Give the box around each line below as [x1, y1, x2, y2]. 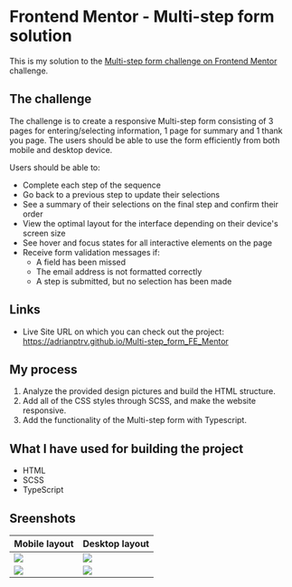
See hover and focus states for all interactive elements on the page [22, 237, 273, 248]
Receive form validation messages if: [22, 246, 161, 257]
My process [9, 361, 78, 377]
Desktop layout [82, 537, 150, 550]
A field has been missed [35, 256, 127, 267]
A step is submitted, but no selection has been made [35, 275, 232, 286]
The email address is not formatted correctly [35, 265, 203, 277]
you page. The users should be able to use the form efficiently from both [9, 134, 280, 146]
